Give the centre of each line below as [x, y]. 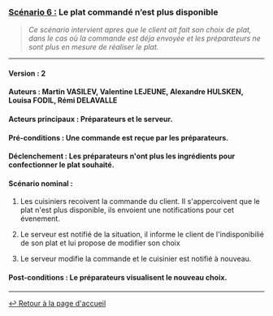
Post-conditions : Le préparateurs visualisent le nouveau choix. [118, 278]
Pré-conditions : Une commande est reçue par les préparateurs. [119, 137]
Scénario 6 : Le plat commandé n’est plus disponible [113, 12]
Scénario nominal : [41, 183]
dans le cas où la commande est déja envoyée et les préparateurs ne [145, 38]
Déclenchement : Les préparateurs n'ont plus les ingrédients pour [122, 156]
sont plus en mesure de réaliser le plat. [93, 47]
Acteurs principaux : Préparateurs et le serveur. [91, 119]
